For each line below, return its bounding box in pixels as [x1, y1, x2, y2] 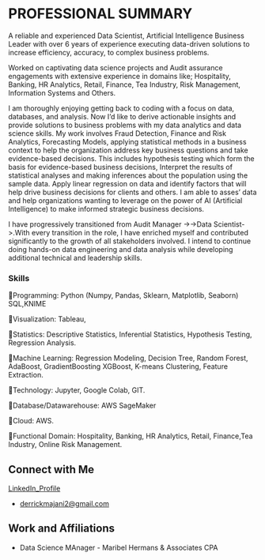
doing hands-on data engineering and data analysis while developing [8, 244, 233, 254]
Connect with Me [8, 463, 95, 476]
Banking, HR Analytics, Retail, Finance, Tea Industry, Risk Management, [8, 80, 241, 89]
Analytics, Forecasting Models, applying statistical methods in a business [8, 137, 247, 146]
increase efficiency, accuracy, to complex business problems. [8, 47, 210, 57]
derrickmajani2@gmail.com [19, 499, 109, 509]
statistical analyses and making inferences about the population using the [8, 171, 248, 180]
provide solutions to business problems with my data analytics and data [8, 120, 242, 130]
